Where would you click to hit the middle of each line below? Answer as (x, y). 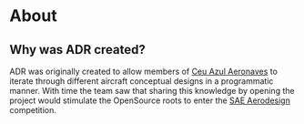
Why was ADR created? (77, 50)
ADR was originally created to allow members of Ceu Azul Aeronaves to (143, 71)
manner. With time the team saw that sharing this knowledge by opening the (152, 91)
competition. (33, 110)
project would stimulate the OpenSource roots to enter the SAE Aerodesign (150, 100)
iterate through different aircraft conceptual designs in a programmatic (142, 81)
